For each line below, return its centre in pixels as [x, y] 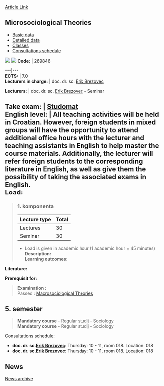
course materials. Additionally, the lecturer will [79, 153]
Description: [38, 253]
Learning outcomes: [46, 259]
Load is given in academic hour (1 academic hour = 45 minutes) [90, 248]
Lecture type [35, 219]
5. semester [24, 309]
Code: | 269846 [34, 61]
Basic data [23, 35]
